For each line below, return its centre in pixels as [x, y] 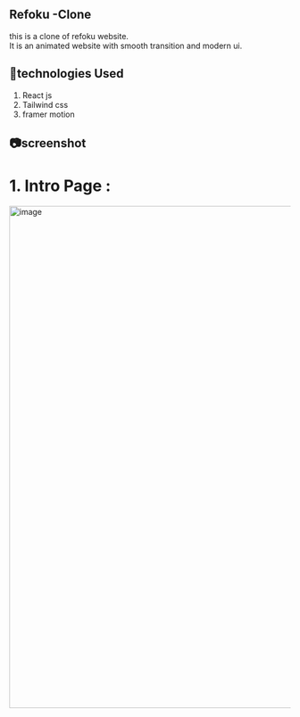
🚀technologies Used [67, 74]
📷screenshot [48, 143]
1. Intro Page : [60, 186]
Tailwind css [45, 104]
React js [37, 95]
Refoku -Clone [50, 15]
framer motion [49, 114]
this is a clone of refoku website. [69, 36]
